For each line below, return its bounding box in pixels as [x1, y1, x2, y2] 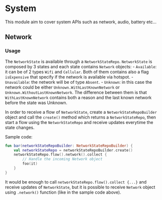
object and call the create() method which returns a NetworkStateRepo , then [5, 114, 156, 120]
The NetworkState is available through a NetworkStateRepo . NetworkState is [5, 59, 152, 64]
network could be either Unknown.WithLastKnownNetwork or [5, 84, 120, 90]
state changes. [5, 124, 35, 130]
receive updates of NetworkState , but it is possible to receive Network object [5, 184, 156, 190]
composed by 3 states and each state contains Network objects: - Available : [5, 63, 157, 69]
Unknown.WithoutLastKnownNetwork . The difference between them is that [5, 89, 147, 95]
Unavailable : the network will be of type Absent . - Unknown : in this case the [5, 79, 152, 85]
